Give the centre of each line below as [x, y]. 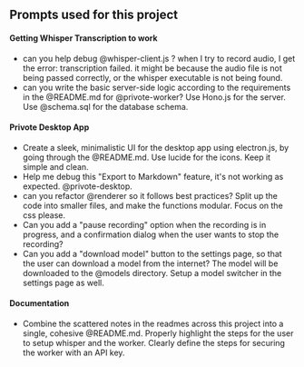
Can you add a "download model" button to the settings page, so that [152, 253]
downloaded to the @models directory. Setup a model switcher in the [152, 273]
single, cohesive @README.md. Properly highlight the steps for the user [158, 333]
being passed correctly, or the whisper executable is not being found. [152, 77]
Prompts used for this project [94, 15]
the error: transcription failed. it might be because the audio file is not [152, 68]
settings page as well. [63, 283]
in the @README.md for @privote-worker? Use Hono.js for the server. [154, 97]
